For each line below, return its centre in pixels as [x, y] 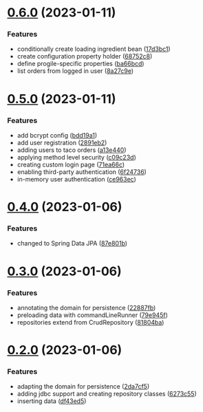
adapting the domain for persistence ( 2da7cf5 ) [83, 387]
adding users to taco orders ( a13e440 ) [72, 150]
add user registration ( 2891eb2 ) [62, 142]
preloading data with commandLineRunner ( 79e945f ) [93, 315]
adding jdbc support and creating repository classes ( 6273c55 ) [107, 394]
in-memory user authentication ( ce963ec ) [76, 179]
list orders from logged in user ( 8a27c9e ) [75, 71]
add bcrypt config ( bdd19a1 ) [57, 135]
